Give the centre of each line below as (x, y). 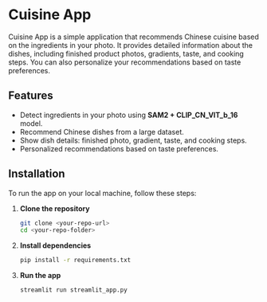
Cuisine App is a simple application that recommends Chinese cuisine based (133, 37)
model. (31, 123)
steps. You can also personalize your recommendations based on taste (125, 62)
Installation (37, 174)
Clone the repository (55, 208)
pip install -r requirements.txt (75, 261)
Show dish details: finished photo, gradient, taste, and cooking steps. (133, 140)
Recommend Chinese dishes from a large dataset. (102, 131)
